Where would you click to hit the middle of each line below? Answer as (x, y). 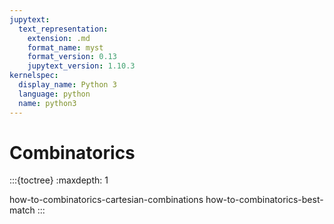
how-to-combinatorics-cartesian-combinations (106, 200)
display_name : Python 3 (67, 85)
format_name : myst (65, 47)
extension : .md (59, 38)
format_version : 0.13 (72, 57)
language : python (54, 94)
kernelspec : (34, 76)
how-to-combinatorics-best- (264, 200)
